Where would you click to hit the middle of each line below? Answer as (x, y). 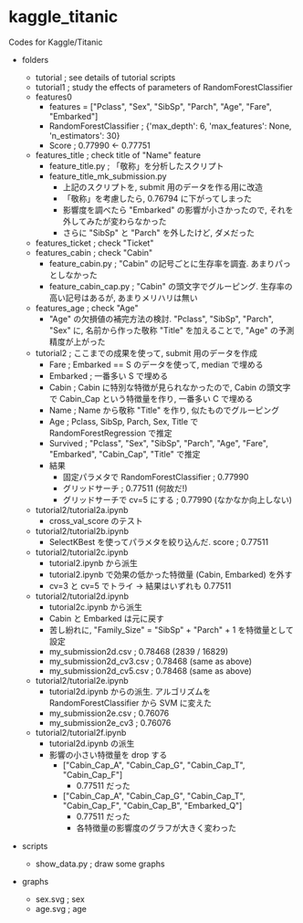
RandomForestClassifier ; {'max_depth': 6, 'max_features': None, (170, 126)
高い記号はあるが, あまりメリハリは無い (123, 298)
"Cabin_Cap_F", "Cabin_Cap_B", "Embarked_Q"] (152, 805)
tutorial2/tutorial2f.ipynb (81, 732)
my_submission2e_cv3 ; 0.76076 (110, 722)
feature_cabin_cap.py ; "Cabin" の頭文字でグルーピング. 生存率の (171, 286)
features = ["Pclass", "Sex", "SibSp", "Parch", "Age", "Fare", (160, 106)
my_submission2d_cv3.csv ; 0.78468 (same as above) (151, 661)
